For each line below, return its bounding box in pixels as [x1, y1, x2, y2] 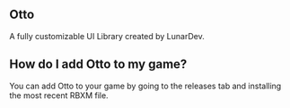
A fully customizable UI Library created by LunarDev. [9, 30, 205, 41]
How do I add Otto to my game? [9, 57, 188, 72]
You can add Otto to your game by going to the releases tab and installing [9, 80, 282, 91]
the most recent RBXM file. [9, 89, 110, 101]
